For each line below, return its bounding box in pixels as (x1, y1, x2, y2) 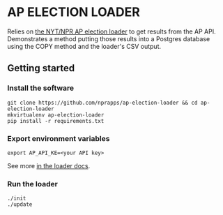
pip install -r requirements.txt (7, 117, 105, 124)
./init (7, 195, 26, 202)
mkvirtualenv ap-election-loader (7, 111, 105, 119)
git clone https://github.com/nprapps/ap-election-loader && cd (7, 99, 198, 106)
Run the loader (7, 179, 58, 188)
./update (7, 201, 33, 208)
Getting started (7, 62, 75, 74)
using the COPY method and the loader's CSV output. (7, 42, 162, 50)
